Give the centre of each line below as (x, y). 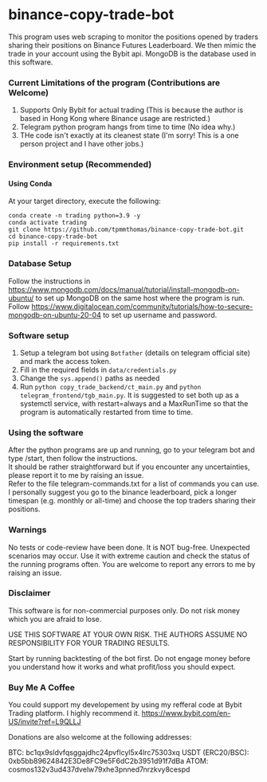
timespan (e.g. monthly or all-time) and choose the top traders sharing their (132, 501)
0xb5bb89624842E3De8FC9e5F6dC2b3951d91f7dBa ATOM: (108, 761)
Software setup (39, 335)
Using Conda (30, 183)
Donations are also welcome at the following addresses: (100, 737)
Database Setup (40, 264)
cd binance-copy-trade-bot (53, 237)
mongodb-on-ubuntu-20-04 (55, 315)
